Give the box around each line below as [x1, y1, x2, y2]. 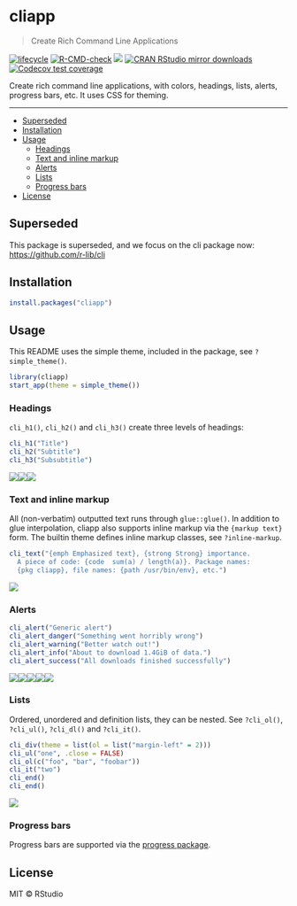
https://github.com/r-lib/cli [9, 249, 106, 259]
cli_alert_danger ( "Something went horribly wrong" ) [9, 631, 203, 641]
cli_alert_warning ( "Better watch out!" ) [9, 639, 161, 648]
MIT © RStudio [9, 888, 64, 900]
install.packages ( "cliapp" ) [9, 298, 113, 307]
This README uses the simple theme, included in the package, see [9, 346, 254, 357]
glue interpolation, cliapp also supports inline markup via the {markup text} [9, 523, 283, 533]
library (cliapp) [9, 373, 69, 382]
